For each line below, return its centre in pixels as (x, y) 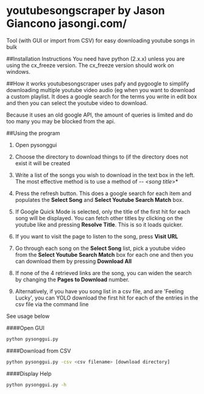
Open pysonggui (36, 145)
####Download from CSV (39, 351)
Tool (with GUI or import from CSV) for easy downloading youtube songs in (100, 40)
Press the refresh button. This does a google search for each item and (103, 193)
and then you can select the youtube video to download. (77, 103)
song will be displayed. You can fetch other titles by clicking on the (99, 218)
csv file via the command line (52, 304)
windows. (18, 71)
